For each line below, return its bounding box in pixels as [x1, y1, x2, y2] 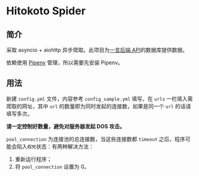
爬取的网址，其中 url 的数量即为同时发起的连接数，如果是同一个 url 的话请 [6, 103, 191, 110]
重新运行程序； [14, 155, 52, 162]
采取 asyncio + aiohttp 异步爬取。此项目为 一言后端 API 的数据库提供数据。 [6, 47, 188, 53]
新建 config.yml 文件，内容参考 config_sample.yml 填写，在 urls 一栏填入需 [6, 95, 193, 102]
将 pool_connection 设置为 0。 [14, 163, 90, 170]
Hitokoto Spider [6, 4, 86, 18]
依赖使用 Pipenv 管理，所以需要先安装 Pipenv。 [6, 59, 123, 66]
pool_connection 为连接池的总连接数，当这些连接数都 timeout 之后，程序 [6, 135, 186, 143]
